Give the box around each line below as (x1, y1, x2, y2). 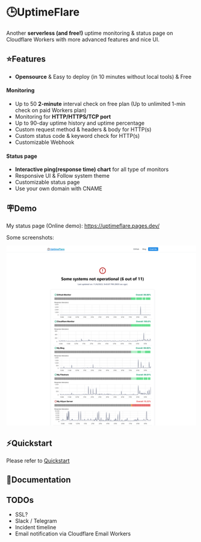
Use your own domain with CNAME (14, 185, 102, 192)
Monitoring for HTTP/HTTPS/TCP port (14, 113, 111, 120)
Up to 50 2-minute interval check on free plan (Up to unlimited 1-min (14, 100, 186, 107)
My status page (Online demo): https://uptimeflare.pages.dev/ (6, 222, 160, 229)
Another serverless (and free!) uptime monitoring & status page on (6, 29, 173, 37)
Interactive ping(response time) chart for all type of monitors (14, 166, 169, 173)
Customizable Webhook (14, 139, 75, 146)
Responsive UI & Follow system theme (14, 172, 110, 179)
